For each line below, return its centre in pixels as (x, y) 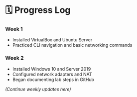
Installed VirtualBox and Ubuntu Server (52, 40)
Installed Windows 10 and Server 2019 (52, 69)
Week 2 (14, 58)
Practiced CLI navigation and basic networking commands (72, 45)
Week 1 (14, 29)
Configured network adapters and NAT (52, 74)
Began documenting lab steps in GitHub (53, 79)
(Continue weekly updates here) (38, 89)
